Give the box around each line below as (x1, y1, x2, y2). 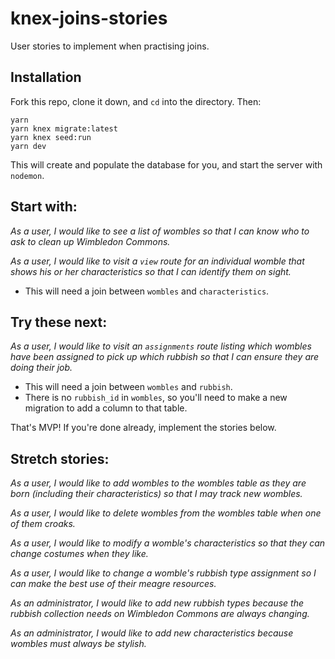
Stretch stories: (10, 450, 110, 467)
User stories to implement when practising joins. (10, 40, 210, 52)
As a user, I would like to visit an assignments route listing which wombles (10, 340, 312, 352)
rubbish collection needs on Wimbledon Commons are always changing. (10, 608, 310, 620)
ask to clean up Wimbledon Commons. (10, 235, 171, 247)
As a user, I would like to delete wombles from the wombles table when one (10, 507, 322, 519)
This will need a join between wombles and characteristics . (24, 285, 270, 297)
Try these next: (10, 313, 108, 331)
